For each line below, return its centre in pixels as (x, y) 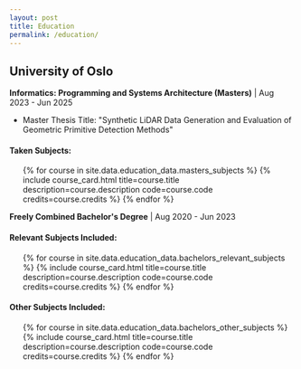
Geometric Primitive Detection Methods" (98, 130)
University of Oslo (61, 71)
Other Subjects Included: (57, 307)
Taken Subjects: (41, 150)
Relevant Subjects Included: (63, 237)
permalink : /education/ (54, 34)
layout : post (34, 18)
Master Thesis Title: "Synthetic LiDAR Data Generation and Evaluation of (157, 120)
